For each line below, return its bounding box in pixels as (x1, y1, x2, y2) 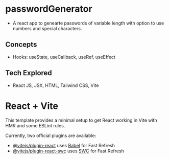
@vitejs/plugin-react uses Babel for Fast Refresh (12, 142, 115, 148)
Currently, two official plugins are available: (5, 132, 96, 139)
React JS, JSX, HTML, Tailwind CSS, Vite (12, 82, 99, 88)
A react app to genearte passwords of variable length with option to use (12, 20, 164, 26)
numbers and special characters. (12, 25, 82, 31)
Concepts (5, 40, 37, 49)
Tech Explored (5, 69, 52, 77)
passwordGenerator (5, 3, 93, 15)
